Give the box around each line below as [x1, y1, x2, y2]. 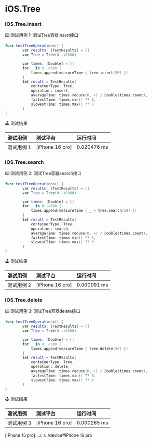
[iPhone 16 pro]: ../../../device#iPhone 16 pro [5, 432, 93, 438]
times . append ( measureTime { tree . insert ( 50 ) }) [30, 70, 129, 75]
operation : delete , [30, 364, 70, 369]
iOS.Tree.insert [5, 21, 42, 28]
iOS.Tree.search [5, 158, 44, 165]
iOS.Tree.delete [5, 297, 42, 303]
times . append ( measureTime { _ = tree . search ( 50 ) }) [30, 208, 137, 213]
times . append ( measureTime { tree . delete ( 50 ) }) [30, 346, 129, 351]
